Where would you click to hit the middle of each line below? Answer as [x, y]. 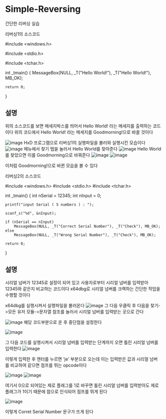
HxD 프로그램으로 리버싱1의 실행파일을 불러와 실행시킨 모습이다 [85, 143]
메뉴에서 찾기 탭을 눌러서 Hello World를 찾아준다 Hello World [93, 149]
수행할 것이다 [18, 295]
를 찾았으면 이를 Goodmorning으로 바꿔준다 [48, 155]
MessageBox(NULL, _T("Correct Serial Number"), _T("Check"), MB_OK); [87, 226]
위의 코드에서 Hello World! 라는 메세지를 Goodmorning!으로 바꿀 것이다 [84, 132]
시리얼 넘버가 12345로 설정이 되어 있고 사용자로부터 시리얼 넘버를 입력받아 [77, 282]
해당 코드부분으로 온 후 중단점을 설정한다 [63, 322]
